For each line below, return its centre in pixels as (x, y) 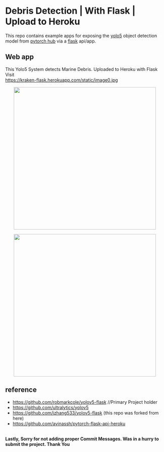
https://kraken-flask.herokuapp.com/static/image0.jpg (62, 80)
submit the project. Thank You (38, 444)
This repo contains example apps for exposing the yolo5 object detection (81, 35)
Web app (20, 57)
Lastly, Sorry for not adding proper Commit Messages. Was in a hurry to (82, 439)
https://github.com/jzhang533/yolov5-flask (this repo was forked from (86, 412)
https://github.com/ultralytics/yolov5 (50, 407)
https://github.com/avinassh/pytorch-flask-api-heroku (69, 424)
